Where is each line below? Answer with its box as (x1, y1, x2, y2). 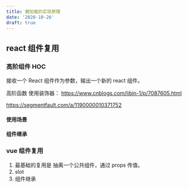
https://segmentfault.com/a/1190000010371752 (6, 101, 122, 109)
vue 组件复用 (6, 146, 43, 155)
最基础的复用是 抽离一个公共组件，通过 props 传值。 (14, 161, 143, 168)
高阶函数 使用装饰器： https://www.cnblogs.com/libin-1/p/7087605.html (6, 90, 182, 97)
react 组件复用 (6, 43, 59, 53)
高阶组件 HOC (6, 62, 46, 71)
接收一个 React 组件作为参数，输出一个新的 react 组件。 (6, 77, 143, 84)
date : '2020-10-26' (6, 14, 55, 20)
